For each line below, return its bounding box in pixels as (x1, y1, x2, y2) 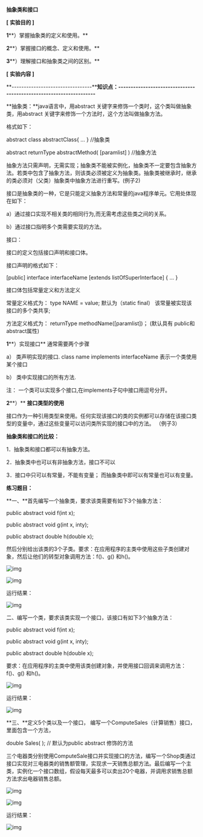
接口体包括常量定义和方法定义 (6, 286, 80, 294)
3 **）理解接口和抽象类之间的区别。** (6, 58, 100, 64)
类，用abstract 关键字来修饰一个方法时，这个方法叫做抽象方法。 (6, 110, 166, 117)
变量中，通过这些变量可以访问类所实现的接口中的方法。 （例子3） (16, 420, 181, 427)
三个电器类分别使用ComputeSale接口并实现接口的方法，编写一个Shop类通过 (6, 752, 196, 759)
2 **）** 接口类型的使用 (6, 400, 65, 406)
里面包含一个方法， (6, 727, 54, 733)
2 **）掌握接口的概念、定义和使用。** (6, 45, 100, 52)
